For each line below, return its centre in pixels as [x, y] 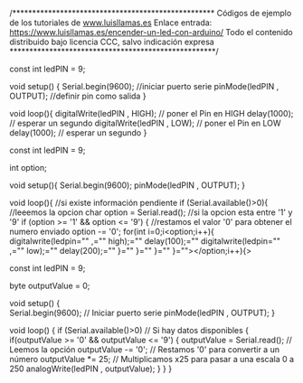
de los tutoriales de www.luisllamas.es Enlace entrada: [111, 23]
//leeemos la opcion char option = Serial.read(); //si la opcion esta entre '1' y [151, 212]
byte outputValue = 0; [50, 285]
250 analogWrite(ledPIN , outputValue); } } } [91, 369]
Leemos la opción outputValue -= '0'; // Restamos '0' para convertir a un [145, 350]
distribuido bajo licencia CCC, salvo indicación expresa [112, 42]
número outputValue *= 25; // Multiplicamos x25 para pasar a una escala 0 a [152, 359]
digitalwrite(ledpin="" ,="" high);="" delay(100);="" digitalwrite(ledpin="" [145, 241]
